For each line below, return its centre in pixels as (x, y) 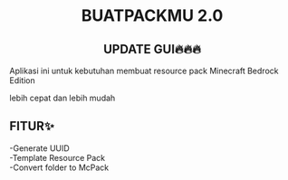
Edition (23, 81)
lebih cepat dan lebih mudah (62, 98)
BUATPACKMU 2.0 (152, 16)
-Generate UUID (39, 148)
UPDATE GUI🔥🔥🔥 (152, 49)
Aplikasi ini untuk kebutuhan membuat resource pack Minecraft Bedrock (144, 71)
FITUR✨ (32, 126)
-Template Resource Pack (58, 157)
